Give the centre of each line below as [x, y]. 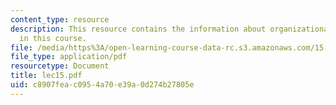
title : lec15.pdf [46, 76]
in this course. [53, 38]
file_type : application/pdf [69, 57]
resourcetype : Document [60, 66]
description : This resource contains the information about [138, 29]
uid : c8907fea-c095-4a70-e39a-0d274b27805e [102, 85]
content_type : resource [60, 19]
